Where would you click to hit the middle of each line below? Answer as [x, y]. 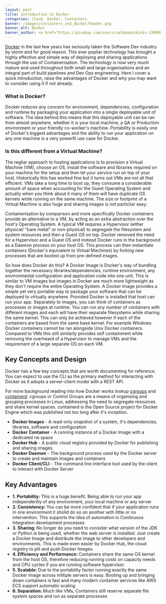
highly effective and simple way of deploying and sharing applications [76, 57]
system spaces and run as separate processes [60, 596]
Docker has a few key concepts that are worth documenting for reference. [81, 371]
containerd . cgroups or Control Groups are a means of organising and [76, 397]
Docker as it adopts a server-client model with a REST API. [65, 382]
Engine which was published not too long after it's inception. [67, 412]
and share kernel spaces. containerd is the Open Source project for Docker [82, 407]
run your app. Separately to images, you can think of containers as [73, 302]
